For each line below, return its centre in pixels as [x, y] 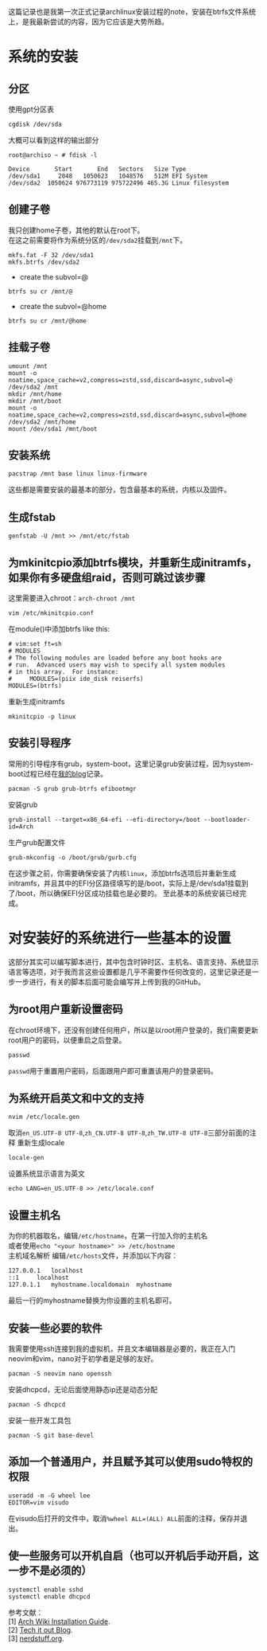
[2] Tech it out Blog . [41, 1629]
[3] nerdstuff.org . [37, 1638]
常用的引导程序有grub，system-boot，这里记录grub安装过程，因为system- [131, 764]
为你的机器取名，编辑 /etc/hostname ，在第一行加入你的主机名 [108, 1236]
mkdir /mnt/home [35, 394]
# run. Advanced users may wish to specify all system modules [117, 665]
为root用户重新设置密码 [66, 1009]
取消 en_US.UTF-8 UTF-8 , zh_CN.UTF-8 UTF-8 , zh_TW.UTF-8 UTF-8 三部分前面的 [129, 1133]
